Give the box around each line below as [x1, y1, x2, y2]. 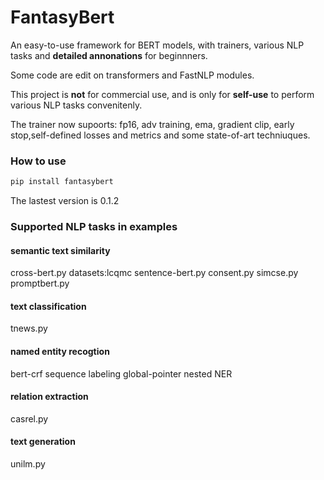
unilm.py [10, 458, 46, 470]
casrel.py [10, 412, 49, 425]
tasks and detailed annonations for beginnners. [10, 49, 208, 61]
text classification [10, 300, 87, 312]
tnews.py [10, 322, 48, 335]
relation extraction [10, 391, 89, 403]
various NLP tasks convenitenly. [10, 99, 143, 111]
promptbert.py [10, 277, 70, 290]
